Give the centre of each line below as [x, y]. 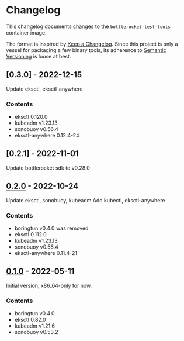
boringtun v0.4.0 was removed [51, 228]
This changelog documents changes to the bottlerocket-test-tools [88, 26]
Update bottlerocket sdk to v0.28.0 [48, 168]
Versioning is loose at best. [39, 56]
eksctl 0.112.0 [30, 234]
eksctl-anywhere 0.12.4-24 [47, 136]
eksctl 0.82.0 [30, 320]
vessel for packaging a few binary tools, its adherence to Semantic [86, 50]
